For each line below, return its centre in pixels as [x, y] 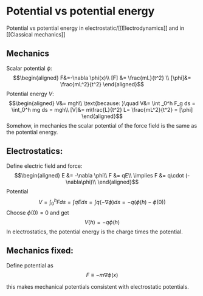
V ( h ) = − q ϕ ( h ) [102, 222]
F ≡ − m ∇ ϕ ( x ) [102, 275]
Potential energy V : [30, 94]
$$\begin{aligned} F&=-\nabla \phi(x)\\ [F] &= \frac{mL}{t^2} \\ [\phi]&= [102, 78]
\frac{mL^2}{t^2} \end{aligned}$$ [102, 84]
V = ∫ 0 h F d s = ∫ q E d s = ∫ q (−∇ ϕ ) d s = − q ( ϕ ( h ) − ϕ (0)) [102, 202]
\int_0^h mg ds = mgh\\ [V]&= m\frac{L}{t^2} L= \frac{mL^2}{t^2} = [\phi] [102, 109]
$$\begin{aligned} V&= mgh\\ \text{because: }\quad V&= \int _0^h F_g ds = [102, 103]
